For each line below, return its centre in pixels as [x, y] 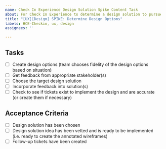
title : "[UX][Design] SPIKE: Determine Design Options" [64, 19]
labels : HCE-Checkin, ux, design [40, 24]
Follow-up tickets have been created [49, 142]
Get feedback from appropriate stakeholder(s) [59, 75]
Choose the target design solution [47, 81]
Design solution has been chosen [46, 125]
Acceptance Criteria [37, 113]
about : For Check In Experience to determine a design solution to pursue [84, 14]
